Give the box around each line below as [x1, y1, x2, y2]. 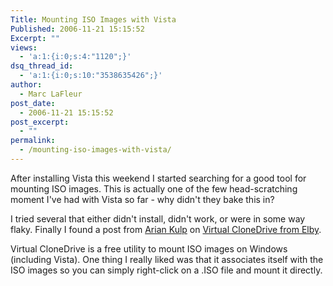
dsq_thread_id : [10, 61, 74, 71]
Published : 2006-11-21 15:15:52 [10, 24, 145, 34]
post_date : [10, 98, 56, 108]
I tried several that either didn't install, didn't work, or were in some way [10, 212, 306, 225]
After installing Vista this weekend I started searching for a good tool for [10, 172, 307, 184]
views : [10, 42, 38, 53]
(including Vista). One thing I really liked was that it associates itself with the [10, 253, 324, 265]
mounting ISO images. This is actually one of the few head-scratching [10, 182, 298, 195]
